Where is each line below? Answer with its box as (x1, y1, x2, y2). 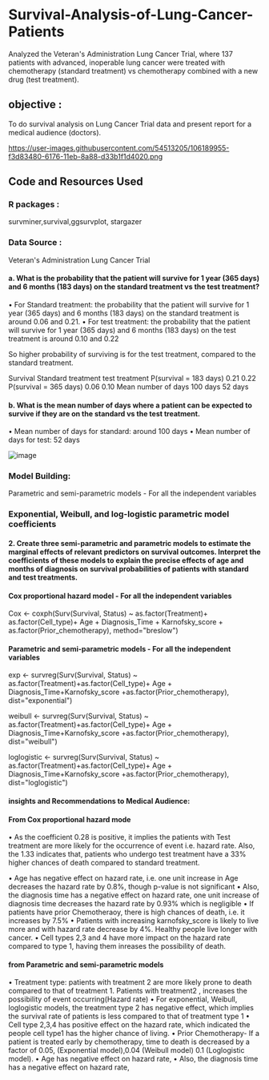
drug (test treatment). (8, 74, 80, 84)
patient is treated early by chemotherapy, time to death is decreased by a (8, 1037, 251, 1046)
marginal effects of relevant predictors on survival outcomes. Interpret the (8, 547, 261, 556)
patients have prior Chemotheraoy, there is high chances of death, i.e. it (8, 907, 246, 917)
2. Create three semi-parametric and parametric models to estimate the (8, 538, 251, 548)
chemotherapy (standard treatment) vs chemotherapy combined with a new (8, 66, 259, 75)
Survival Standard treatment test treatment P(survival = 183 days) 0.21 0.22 (8, 373, 256, 383)
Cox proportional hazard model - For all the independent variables (8, 591, 232, 600)
